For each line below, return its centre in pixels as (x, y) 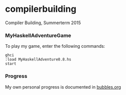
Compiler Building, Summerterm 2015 (43, 23)
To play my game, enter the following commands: (55, 46)
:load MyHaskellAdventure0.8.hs (38, 60)
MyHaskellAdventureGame (38, 35)
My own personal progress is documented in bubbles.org (63, 87)
